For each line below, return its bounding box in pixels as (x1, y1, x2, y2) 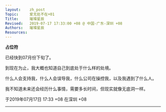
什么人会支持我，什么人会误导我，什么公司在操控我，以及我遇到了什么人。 (5, 76, 157, 81)
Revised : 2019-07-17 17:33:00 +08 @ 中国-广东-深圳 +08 (5, 21, 123, 26)
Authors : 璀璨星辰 (5, 26, 44, 30)
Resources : (5, 30, 28, 35)
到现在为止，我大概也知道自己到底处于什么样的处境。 (5, 65, 114, 71)
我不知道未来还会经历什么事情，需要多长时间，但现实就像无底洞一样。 (5, 86, 148, 91)
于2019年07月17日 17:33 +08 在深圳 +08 (5, 96, 87, 102)
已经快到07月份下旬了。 (5, 55, 54, 60)
